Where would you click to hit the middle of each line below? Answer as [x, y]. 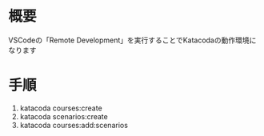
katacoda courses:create [61, 108]
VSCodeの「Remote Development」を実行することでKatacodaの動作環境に [132, 40]
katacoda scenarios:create [64, 116]
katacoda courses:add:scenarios [74, 125]
